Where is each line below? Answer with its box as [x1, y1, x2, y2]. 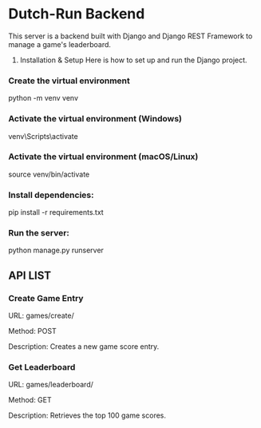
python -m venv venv [8, 93, 78, 103]
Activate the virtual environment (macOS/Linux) [8, 151, 199, 162]
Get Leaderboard [8, 362, 76, 373]
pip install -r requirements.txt [8, 208, 104, 217]
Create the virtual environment [8, 75, 130, 86]
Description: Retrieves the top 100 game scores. [8, 410, 166, 420]
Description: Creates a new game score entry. [8, 342, 160, 351]
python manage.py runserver [8, 245, 104, 256]
